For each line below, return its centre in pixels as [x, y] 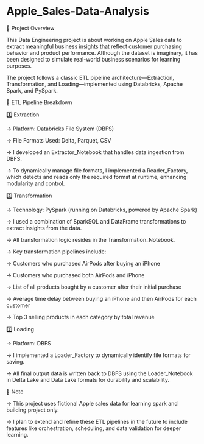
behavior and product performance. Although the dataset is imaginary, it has [102, 52]
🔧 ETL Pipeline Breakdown [39, 102]
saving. [16, 361]
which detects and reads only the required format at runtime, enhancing [97, 177]
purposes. [19, 66]
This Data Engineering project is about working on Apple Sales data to [94, 40]
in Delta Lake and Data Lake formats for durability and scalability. [88, 379]
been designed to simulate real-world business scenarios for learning [93, 59]
